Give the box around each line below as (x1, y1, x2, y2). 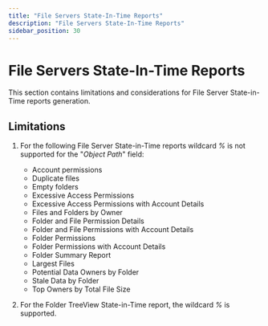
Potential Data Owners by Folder (31, 267, 140, 277)
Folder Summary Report (31, 251, 111, 260)
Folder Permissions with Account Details (31, 242, 166, 251)
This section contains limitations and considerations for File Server (8, 88, 229, 97)
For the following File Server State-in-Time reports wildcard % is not (19, 141, 246, 151)
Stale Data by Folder (31, 276, 99, 286)
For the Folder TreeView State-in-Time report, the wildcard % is (19, 300, 230, 310)
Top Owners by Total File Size (31, 284, 131, 294)
